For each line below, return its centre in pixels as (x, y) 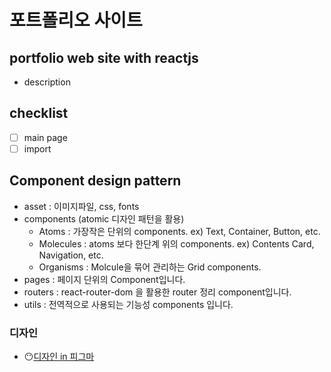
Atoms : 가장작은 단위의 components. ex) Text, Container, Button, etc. (179, 231)
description (47, 82)
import (37, 148)
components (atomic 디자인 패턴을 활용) (104, 218)
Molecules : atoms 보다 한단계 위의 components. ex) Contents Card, (176, 243)
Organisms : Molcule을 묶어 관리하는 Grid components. (150, 267)
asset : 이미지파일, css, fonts (81, 206)
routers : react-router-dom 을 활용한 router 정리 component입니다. (157, 292)
